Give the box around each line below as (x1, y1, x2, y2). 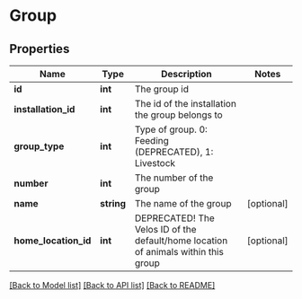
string (100, 198, 127, 209)
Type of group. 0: (134, 123, 209, 136)
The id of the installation (134, 98, 236, 110)
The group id (134, 83, 189, 95)
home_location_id (13, 234, 92, 247)
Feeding (134, 135, 169, 146)
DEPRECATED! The (134, 212, 215, 224)
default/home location (134, 234, 228, 247)
